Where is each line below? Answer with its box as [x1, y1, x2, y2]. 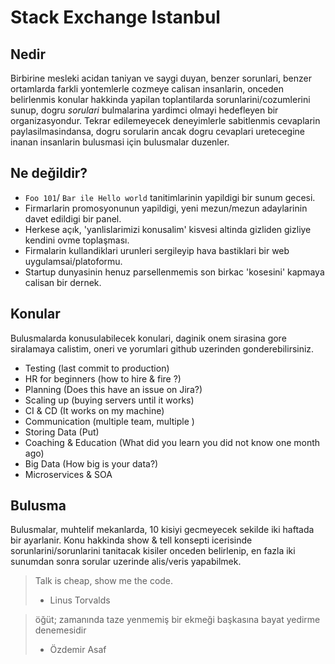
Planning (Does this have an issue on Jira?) [24, 383, 203, 395]
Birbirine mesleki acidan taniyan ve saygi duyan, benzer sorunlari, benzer [10, 72, 312, 84]
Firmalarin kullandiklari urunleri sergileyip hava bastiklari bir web [24, 244, 290, 256]
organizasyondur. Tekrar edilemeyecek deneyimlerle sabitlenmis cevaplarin [10, 115, 321, 126]
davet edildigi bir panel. [24, 212, 122, 225]
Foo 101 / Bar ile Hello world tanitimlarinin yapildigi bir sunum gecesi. [24, 191, 316, 203]
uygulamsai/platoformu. [24, 255, 123, 267]
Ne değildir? [10, 165, 88, 182]
